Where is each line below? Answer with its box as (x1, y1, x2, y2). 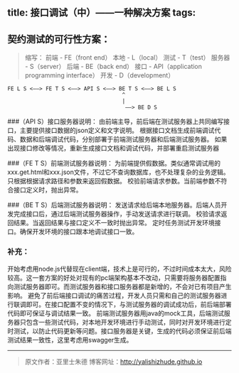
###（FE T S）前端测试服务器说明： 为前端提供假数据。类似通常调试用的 (7, 159, 221, 168)
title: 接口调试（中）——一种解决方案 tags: (7, 6, 196, 19)
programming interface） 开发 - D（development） (24, 71, 175, 80)
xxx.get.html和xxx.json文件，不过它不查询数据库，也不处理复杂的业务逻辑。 (7, 168, 230, 176)
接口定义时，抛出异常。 (13, 185, 83, 194)
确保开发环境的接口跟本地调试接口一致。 (19, 227, 139, 236)
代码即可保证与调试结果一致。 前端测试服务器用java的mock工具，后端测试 (7, 308, 224, 318)
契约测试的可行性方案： (7, 33, 110, 45)
